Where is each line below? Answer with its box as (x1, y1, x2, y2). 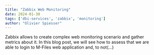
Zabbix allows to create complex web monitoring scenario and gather (5, 34, 144, 40)
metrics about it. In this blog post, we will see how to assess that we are (5, 39, 150, 45)
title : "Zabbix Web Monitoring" (5, 7, 71, 12)
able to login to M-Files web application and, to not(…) (5, 44, 114, 50)
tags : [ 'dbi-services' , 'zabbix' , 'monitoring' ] (5, 16, 106, 21)
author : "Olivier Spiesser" (5, 20, 62, 26)
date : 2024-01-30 (5, 12, 40, 17)
